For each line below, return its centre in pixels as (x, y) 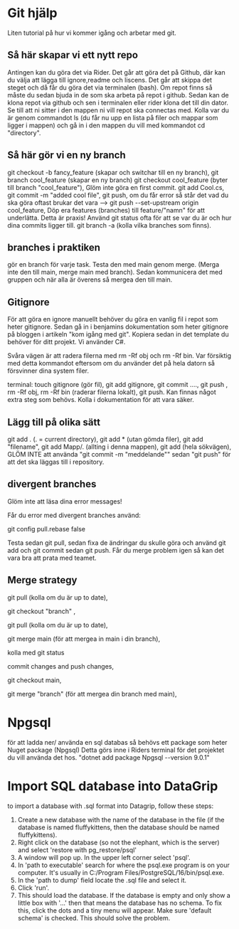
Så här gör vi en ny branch (67, 155)
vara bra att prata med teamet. (52, 558)
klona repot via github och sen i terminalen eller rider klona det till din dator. (118, 102)
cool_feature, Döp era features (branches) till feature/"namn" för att (106, 210)
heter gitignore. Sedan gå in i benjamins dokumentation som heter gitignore (118, 327)
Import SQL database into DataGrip (113, 786)
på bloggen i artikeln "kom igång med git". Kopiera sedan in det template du (118, 334)
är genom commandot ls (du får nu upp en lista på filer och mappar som (113, 117)
